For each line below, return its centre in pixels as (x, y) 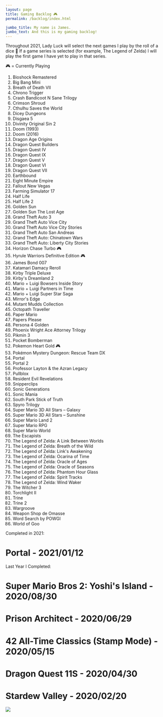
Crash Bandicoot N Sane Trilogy (45, 98)
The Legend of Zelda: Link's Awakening (52, 451)
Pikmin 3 (21, 335)
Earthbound (24, 175)
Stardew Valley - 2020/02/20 (66, 696)
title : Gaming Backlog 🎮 (32, 14)
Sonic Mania (25, 394)
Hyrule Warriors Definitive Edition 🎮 (49, 256)
